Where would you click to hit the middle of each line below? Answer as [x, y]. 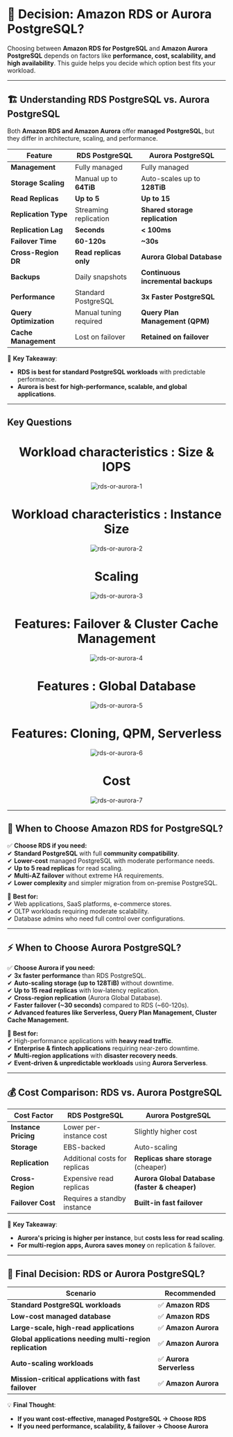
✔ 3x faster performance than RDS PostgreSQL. [77, 976]
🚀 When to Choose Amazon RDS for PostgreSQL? [115, 828]
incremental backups [177, 281]
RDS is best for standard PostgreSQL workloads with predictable [111, 372]
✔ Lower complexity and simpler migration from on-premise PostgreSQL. [113, 882]
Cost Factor [34, 1116]
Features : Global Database [116, 686]
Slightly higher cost [166, 1132]
